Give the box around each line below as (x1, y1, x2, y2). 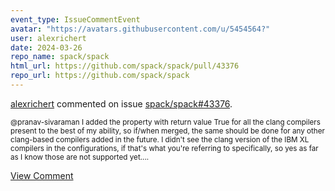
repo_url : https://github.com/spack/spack (10, 71, 190, 81)
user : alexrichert (10, 33, 87, 43)
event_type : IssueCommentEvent (10, 14, 141, 25)
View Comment (10, 169, 74, 181)
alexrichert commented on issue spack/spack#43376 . (10, 97, 233, 110)
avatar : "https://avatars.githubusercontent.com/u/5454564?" (10, 24, 271, 34)
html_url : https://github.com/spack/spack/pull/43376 (10, 61, 240, 71)
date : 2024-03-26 (10, 42, 83, 53)
